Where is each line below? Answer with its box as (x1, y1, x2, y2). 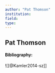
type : (5, 20, 16, 26)
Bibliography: (5, 52, 33, 58)
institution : (5, 12, 31, 16)
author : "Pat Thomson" (5, 7, 51, 12)
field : (5, 16, 18, 21)
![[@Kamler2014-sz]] (5, 62, 47, 68)
